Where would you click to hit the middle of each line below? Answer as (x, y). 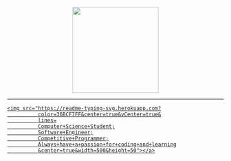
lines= (47, 120)
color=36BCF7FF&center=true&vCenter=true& (99, 114)
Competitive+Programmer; (73, 138)
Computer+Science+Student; (76, 127)
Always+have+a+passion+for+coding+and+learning (107, 144)
